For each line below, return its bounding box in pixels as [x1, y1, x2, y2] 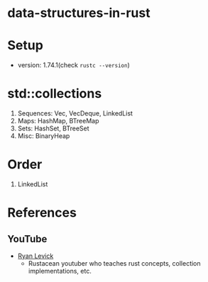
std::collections [7, 86, 102, 102]
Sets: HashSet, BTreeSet [17, 124, 90, 132]
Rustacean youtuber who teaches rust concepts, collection [28, 259, 201, 267]
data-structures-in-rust [7, 5, 150, 21]
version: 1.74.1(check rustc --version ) [17, 61, 130, 69]
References [7, 205, 77, 221]
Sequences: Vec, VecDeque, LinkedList [17, 109, 133, 118]
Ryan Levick [17, 252, 54, 260]
